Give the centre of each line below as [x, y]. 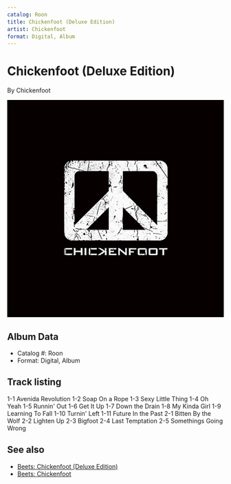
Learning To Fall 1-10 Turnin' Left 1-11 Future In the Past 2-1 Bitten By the [109, 413]
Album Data [33, 337]
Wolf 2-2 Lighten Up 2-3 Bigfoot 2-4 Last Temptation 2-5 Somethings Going [115, 421]
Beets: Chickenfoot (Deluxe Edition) [67, 466]
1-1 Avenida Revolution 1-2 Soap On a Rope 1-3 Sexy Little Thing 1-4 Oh [108, 399]
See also [26, 450]
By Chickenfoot [29, 90]
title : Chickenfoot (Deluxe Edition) [61, 22]
